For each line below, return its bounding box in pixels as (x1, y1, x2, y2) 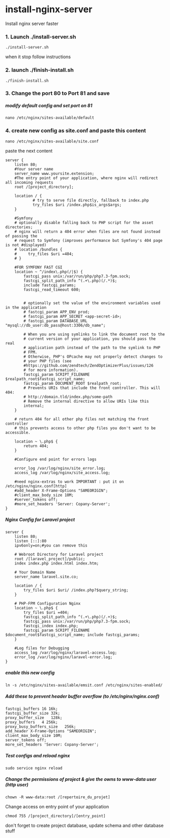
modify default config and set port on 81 (5, 103, 93, 109)
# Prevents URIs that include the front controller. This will (23, 385, 160, 390)
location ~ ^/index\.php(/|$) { (14, 269, 83, 274)
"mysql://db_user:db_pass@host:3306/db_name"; (5, 323, 106, 328)
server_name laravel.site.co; (14, 574, 79, 579)
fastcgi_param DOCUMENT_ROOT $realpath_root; (23, 381, 122, 386)
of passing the (5, 233, 38, 238)
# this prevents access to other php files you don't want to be (14, 425, 156, 431)
